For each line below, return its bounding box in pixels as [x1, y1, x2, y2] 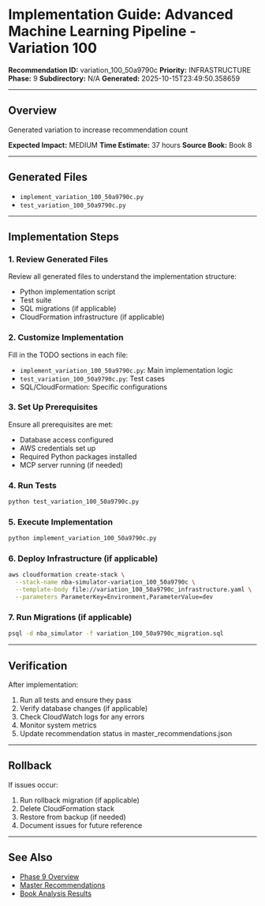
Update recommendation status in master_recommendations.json [19, 728, 233, 738]
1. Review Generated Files [8, 254, 109, 265]
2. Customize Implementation [8, 332, 124, 343]
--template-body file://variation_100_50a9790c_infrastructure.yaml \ [15, 586, 252, 594]
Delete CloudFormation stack [19, 803, 114, 813]
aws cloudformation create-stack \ [8, 571, 125, 579]
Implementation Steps [8, 230, 120, 243]
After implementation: [8, 679, 79, 689]
